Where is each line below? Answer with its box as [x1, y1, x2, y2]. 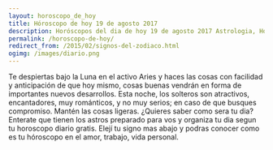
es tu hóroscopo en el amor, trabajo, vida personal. [8, 132, 179, 142]
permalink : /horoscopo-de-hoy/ [8, 34, 115, 43]
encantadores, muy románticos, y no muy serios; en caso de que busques [8, 98, 258, 107]
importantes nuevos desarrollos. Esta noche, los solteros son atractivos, [8, 89, 250, 98]
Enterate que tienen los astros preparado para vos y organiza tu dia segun [8, 115, 257, 124]
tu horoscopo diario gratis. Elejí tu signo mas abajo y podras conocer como [8, 123, 260, 133]
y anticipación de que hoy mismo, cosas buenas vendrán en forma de [8, 80, 242, 90]
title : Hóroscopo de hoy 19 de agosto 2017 [8, 19, 158, 28]
